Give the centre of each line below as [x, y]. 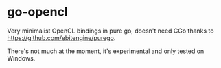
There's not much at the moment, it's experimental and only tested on [106, 51]
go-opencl [37, 12]
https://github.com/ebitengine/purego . [61, 37]
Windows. [21, 58]
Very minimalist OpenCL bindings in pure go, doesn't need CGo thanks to [110, 31]
